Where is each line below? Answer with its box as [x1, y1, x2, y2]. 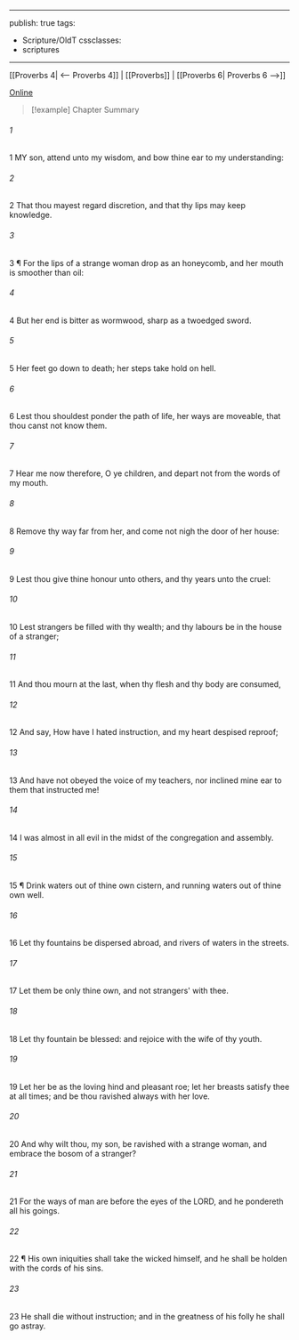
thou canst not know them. [9, 420, 108, 432]
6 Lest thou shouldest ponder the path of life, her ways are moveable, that [9, 411, 281, 422]
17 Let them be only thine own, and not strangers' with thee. [9, 985, 230, 997]
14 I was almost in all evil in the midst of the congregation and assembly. [9, 832, 274, 843]
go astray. [9, 1320, 46, 1331]
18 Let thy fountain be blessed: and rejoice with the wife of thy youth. [9, 1033, 263, 1044]
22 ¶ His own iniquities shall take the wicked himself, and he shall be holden [9, 1254, 287, 1264]
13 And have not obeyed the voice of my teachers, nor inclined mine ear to [9, 775, 282, 786]
